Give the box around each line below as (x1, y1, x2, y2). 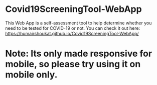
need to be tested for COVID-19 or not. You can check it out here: (5, 25, 140, 31)
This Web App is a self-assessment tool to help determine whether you (5, 20, 152, 26)
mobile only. (5, 69, 58, 81)
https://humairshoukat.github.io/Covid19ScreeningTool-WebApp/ (5, 30, 139, 36)
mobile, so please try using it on (5, 59, 141, 70)
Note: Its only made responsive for (5, 48, 152, 59)
